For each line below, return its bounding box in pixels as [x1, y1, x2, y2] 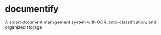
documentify [5, 3, 59, 14]
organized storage [5, 24, 42, 30]
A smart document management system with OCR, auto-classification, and [5, 19, 156, 25]
